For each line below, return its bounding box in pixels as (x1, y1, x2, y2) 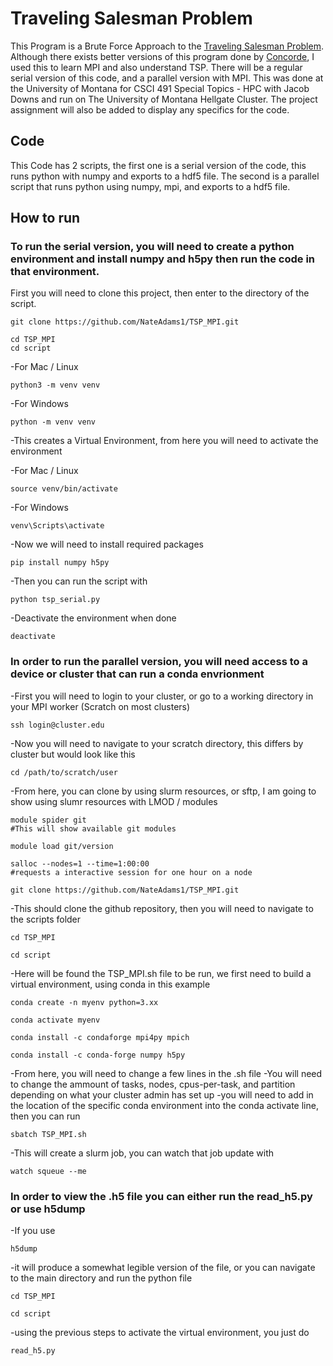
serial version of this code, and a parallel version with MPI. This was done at (10, 72, 324, 84)
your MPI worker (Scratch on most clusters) (10, 700, 191, 712)
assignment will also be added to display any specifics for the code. (10, 103, 290, 116)
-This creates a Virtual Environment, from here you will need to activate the (10, 435, 319, 447)
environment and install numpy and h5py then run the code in (10, 252, 316, 266)
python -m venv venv (10, 417, 97, 427)
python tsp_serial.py (10, 595, 101, 605)
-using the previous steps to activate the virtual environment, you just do (10, 1327, 310, 1339)
